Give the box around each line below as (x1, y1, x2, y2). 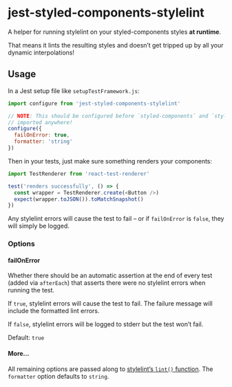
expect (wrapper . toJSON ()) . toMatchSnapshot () (14, 195, 144, 203)
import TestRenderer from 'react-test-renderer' (8, 170, 150, 177)
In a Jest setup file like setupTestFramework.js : (8, 86, 140, 95)
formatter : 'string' (14, 138, 73, 146)
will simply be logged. (8, 222, 70, 230)
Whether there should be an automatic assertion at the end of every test (8, 271, 213, 280)
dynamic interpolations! (8, 48, 75, 57)
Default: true (8, 333, 45, 342)
